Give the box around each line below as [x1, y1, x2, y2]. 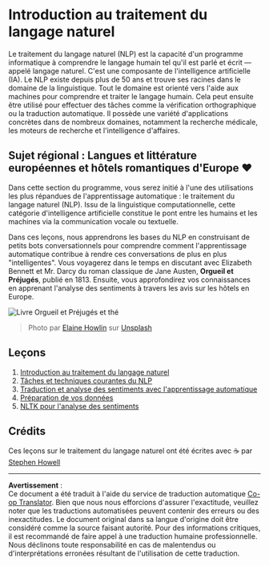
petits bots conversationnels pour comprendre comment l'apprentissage [8, 240, 247, 250]
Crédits [8, 424, 46, 438]
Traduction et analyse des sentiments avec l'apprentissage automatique [19, 384, 258, 394]
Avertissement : [8, 480, 62, 490]
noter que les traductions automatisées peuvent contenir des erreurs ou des [8, 506, 260, 516]
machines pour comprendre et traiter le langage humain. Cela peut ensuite [8, 91, 254, 101]
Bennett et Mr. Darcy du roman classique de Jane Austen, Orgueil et [8, 266, 234, 275]
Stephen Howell [8, 458, 61, 468]
